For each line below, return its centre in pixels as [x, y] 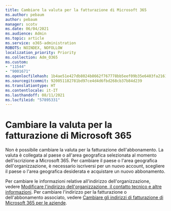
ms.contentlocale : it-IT [32, 90]
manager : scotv [21, 24]
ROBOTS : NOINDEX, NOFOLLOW [34, 48]
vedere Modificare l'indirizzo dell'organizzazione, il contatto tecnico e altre [83, 187]
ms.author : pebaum [25, 15]
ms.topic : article [25, 39]
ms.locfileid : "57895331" [33, 100]
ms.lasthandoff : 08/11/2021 [35, 95]
